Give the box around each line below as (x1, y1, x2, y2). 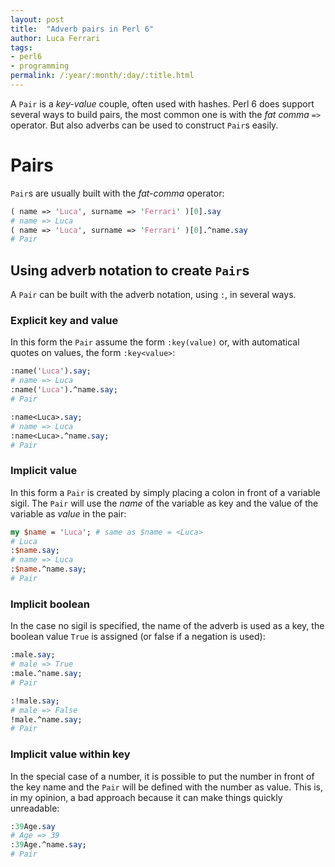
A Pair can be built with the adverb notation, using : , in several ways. (10, 289, 297, 301)
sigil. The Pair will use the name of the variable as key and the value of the (10, 497, 319, 509)
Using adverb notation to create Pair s (10, 262, 250, 279)
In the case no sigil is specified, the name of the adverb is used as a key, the (10, 620, 325, 632)
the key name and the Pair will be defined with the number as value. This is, (10, 781, 324, 793)
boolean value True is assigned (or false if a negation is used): (10, 631, 266, 643)
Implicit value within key (10, 747, 131, 761)
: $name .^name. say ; (10, 564, 87, 575)
